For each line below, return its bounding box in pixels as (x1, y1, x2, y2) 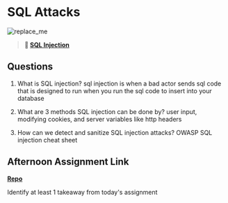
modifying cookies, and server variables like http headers (17, 115, 182, 123)
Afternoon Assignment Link (7, 156, 129, 168)
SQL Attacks (7, 4, 81, 20)
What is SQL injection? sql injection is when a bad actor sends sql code (17, 79, 222, 88)
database (17, 94, 44, 102)
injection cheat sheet (17, 136, 78, 144)
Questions (7, 60, 54, 73)
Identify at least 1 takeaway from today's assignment (7, 188, 158, 196)
